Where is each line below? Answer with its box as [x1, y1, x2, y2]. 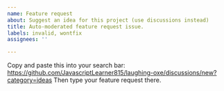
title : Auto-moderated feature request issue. [7, 23, 144, 30]
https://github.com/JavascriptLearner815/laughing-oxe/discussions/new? [7, 69, 217, 77]
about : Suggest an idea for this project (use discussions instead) [7, 17, 209, 24]
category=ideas [7, 76, 53, 84]
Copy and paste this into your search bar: [7, 61, 126, 69]
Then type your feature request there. [53, 76, 162, 84]
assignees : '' [7, 36, 49, 43]
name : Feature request [7, 10, 73, 17]
